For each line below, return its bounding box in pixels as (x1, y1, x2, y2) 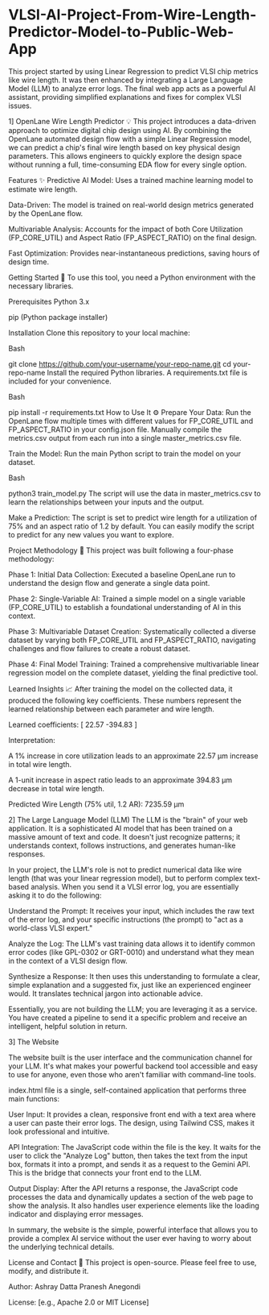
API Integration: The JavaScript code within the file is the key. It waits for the (8, 1142, 261, 1151)
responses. (8, 848, 46, 859)
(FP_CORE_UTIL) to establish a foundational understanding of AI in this (8, 602, 242, 612)
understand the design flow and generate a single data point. (8, 578, 210, 587)
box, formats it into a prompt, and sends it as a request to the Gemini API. (8, 1159, 251, 1169)
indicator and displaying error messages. (8, 1209, 144, 1218)
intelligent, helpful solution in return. (8, 1021, 128, 1031)
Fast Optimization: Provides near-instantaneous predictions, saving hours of (8, 248, 260, 258)
